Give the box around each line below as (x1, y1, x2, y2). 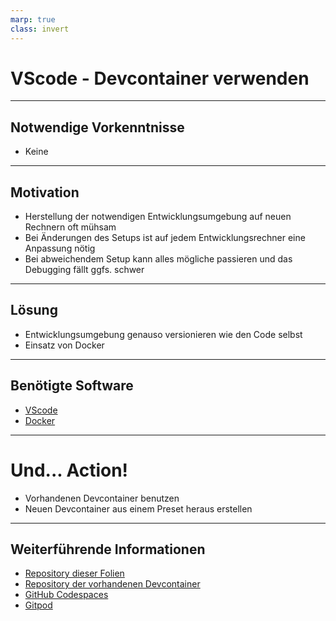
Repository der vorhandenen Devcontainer (24, 578, 201, 590)
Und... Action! (10, 459, 129, 481)
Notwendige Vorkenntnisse (10, 119, 185, 136)
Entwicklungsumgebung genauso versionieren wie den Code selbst (24, 328, 303, 340)
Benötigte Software (10, 377, 134, 395)
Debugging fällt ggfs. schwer (24, 264, 145, 276)
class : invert (10, 24, 70, 34)
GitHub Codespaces (24, 589, 109, 601)
